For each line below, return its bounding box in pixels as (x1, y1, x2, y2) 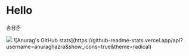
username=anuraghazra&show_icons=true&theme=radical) (6, 43, 152, 50)
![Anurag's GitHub (13, 36, 58, 43)
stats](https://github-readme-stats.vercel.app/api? (59, 36, 183, 43)
